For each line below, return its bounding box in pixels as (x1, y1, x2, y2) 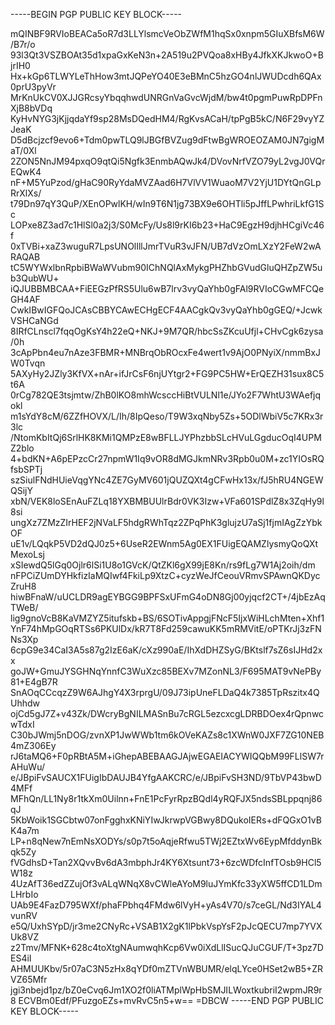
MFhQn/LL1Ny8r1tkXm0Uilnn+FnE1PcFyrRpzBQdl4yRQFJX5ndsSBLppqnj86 (10, 793, 323, 804)
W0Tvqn (10, 357, 46, 369)
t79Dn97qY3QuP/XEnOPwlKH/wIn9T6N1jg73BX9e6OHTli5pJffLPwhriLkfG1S (10, 198, 325, 209)
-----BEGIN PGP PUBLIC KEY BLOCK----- (10, 9, 183, 20)
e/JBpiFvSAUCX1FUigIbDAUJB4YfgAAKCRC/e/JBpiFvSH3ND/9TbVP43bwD (10, 772, 322, 783)
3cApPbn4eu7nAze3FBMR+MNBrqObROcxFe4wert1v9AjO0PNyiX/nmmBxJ (10, 347, 322, 358)
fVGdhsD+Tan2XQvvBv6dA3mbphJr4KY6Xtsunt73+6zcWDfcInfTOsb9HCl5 (10, 857, 322, 868)
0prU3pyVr (10, 81, 57, 93)
